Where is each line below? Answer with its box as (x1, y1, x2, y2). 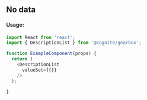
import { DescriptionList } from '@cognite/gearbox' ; (6, 40, 142, 46)
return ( (11, 56, 33, 62)
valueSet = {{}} (21, 67, 57, 73)
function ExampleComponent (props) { (6, 50, 97, 57)
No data (6, 5, 36, 15)
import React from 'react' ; (6, 34, 76, 40)
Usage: (6, 21, 25, 28)
